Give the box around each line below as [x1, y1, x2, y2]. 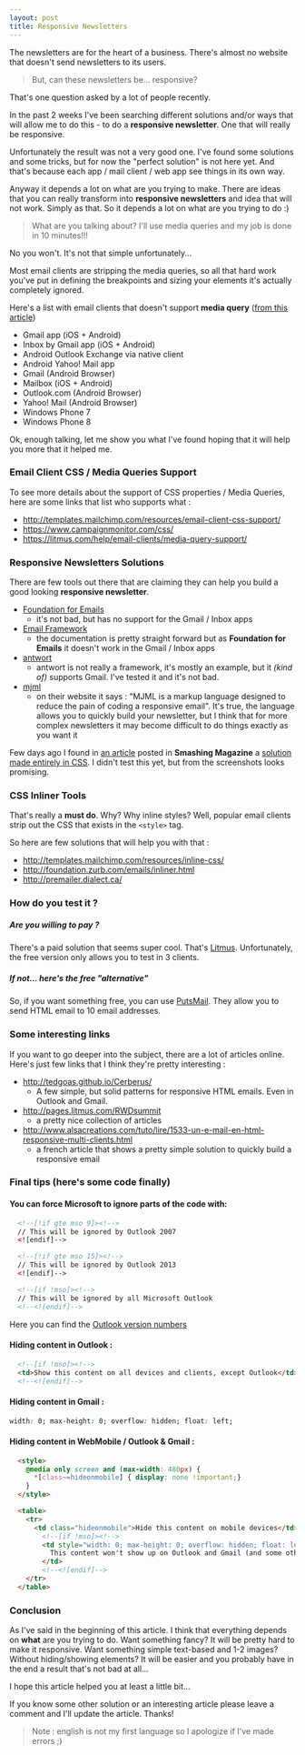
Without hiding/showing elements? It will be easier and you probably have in [9, 1654, 295, 1665]
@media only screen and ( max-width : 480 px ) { [25, 1465, 202, 1474]
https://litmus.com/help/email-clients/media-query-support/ [22, 533, 248, 544]
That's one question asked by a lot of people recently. [9, 92, 212, 103]
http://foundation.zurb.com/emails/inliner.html [22, 865, 195, 876]
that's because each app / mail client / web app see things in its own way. [9, 165, 286, 176]
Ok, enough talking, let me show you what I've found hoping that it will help [9, 434, 290, 445]
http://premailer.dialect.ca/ [22, 874, 123, 885]
